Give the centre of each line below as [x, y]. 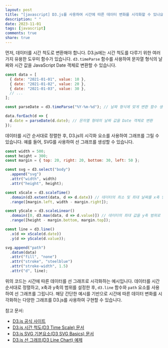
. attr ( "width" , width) [33, 179]
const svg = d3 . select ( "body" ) [38, 170]
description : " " [23, 19]
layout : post [19, 10]
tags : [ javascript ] [25, 29]
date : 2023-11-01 [23, 24]
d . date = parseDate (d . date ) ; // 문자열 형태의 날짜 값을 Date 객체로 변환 [81, 121]
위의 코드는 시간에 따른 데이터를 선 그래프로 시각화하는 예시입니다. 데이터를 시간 [82, 281]
